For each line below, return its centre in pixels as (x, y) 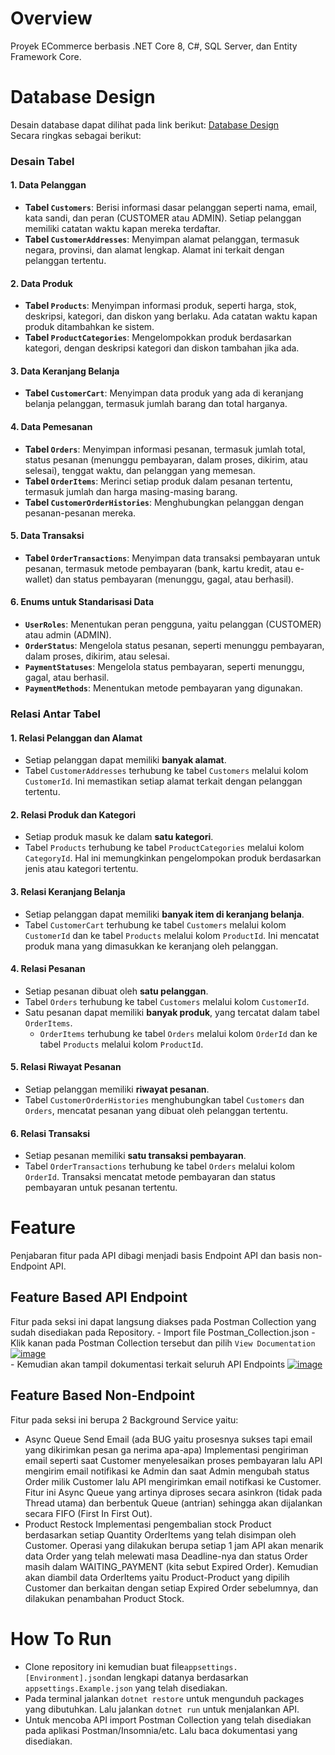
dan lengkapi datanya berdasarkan (177, 1677)
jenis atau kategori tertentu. (81, 869)
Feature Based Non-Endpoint (102, 1395)
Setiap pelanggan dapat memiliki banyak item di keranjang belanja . (164, 914)
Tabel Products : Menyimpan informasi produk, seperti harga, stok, (160, 306)
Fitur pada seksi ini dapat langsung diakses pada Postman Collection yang (163, 1321)
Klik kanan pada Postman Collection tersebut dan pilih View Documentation (163, 1343)
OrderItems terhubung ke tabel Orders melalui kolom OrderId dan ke (178, 1033)
